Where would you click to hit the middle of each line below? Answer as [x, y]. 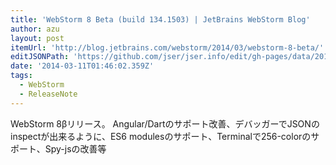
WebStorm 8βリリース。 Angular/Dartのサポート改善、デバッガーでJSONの [165, 123]
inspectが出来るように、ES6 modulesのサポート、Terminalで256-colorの [161, 136]
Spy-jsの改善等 [75, 148]
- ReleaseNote [48, 94]
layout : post [37, 38]
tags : [21, 76]
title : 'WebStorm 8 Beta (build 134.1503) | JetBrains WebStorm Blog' [160, 19]
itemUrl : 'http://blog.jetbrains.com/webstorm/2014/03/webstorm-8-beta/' [167, 47]
